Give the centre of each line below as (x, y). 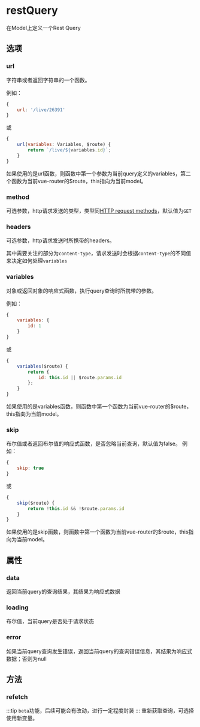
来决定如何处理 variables (37, 261)
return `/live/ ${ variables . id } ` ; (69, 150)
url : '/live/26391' (41, 110)
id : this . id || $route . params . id (80, 377)
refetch (17, 696)
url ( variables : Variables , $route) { (64, 145)
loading (17, 607)
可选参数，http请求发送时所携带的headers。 (60, 240)
